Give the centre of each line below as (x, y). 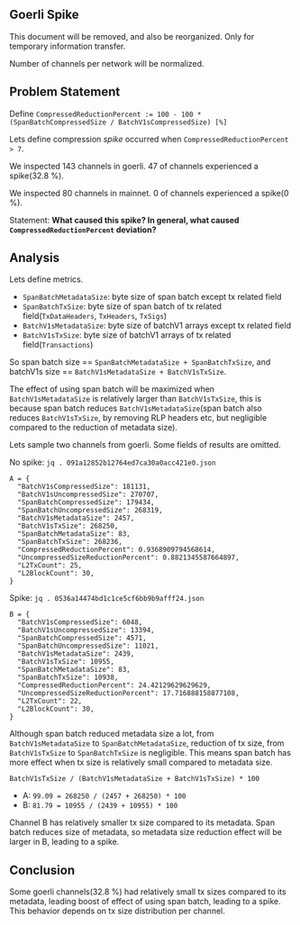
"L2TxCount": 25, (50, 566)
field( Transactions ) (58, 345)
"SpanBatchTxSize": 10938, (68, 678)
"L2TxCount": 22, (50, 702)
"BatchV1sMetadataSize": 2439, (76, 654)
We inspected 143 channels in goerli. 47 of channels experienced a (134, 166)
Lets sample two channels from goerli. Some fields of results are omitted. (145, 445)
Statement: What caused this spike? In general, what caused (124, 220)
